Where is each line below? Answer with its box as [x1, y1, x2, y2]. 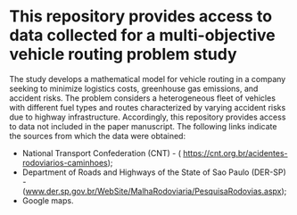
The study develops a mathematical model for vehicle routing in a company [9, 73, 286, 84]
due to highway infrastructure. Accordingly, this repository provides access [9, 112, 286, 122]
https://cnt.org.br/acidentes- [182, 147, 288, 158]
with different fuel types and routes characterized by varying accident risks [9, 102, 286, 112]
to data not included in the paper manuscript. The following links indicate [9, 120, 277, 131]
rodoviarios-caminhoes [21, 157, 109, 168]
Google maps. [21, 194, 74, 206]
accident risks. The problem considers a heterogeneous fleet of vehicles [9, 92, 276, 103]
